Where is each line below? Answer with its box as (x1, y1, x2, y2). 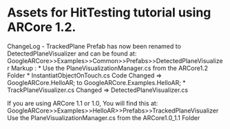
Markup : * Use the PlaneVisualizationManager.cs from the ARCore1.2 (11, 64, 209, 72)
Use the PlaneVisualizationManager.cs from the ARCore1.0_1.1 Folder (7, 113, 200, 121)
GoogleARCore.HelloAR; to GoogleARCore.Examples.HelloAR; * (7, 78, 186, 86)
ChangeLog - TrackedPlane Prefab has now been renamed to (7, 42, 181, 50)
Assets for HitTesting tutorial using (7, 5, 211, 21)
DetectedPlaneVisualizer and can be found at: (7, 49, 137, 58)
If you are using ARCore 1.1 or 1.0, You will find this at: (7, 99, 158, 107)
